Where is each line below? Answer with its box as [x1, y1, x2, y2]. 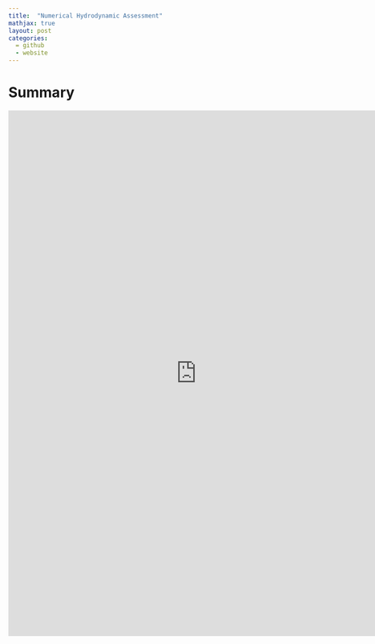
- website [15, 49, 48, 57]
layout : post [8, 26, 52, 34]
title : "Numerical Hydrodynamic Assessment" [8, 11, 163, 20]
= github [15, 42, 45, 50]
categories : [8, 34, 48, 42]
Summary [8, 83, 75, 102]
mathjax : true [8, 19, 56, 27]
